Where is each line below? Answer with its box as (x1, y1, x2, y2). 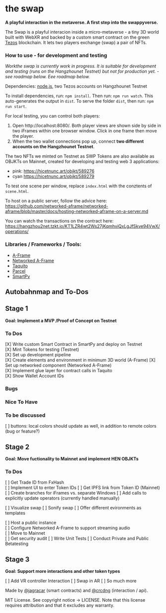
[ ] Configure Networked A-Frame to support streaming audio (5, 525, 130, 531)
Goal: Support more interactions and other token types (5, 568, 120, 574)
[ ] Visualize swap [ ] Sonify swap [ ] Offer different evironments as (5, 505, 142, 511)
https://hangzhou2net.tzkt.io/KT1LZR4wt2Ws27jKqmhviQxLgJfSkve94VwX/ (5, 223, 160, 229)
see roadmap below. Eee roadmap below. (5, 74, 90, 80)
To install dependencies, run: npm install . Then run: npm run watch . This (5, 93, 154, 99)
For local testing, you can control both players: (5, 113, 100, 119)
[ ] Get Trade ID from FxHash (5, 479, 64, 486)
